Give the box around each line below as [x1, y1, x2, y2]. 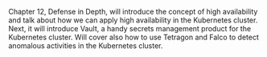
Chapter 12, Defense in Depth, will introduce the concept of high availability [8, 7, 258, 16]
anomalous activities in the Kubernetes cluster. [8, 41, 163, 51]
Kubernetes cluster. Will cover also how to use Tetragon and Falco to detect [8, 32, 259, 42]
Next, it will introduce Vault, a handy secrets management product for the [8, 24, 252, 33]
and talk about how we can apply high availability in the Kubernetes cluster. [8, 15, 258, 25]
